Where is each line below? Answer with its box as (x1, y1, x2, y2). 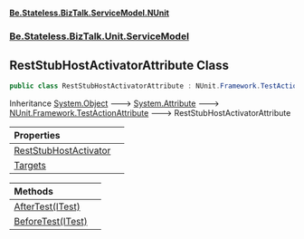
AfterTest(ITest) (14, 200, 81, 213)
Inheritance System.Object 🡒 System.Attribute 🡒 (9, 98, 220, 109)
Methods (14, 186, 54, 198)
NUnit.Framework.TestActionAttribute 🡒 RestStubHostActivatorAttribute (9, 108, 291, 119)
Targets (14, 159, 47, 172)
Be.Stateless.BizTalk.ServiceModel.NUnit (9, 7, 170, 18)
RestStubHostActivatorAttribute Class (9, 57, 229, 72)
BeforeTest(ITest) (14, 215, 88, 228)
